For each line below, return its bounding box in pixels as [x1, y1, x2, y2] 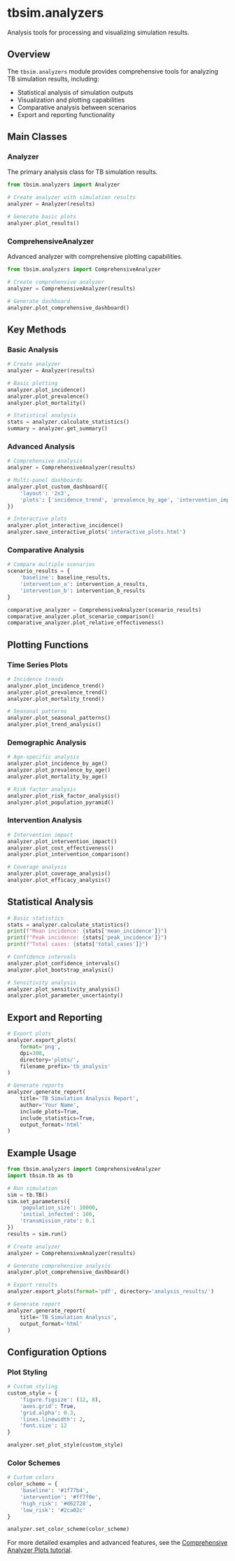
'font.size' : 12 [20, 1422, 68, 1429]
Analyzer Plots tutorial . [7, 1546, 73, 1555]
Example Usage [7, 1147, 77, 1159]
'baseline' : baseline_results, [20, 574, 111, 582]
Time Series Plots [7, 659, 69, 669]
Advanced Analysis [7, 441, 76, 451]
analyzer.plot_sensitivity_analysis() [7, 986, 120, 993]
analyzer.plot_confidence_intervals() [7, 960, 120, 967]
